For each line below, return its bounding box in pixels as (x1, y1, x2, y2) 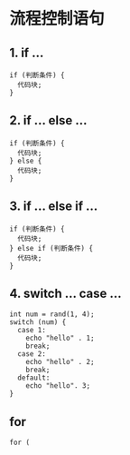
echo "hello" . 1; (25, 333, 95, 343)
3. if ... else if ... (9, 199, 98, 214)
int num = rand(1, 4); (9, 310, 95, 319)
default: (17, 373, 51, 382)
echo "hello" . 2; (25, 358, 95, 367)
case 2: (17, 350, 47, 359)
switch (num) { (9, 318, 67, 327)
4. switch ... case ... (9, 286, 122, 302)
